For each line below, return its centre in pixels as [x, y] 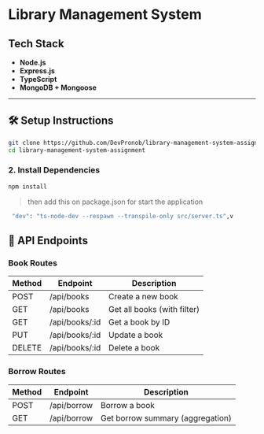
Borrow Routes [37, 372]
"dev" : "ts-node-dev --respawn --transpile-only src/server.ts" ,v [123, 216]
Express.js [37, 71]
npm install [27, 187]
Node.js [33, 62]
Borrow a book [128, 405]
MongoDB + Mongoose [58, 87]
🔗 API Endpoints [48, 241]
